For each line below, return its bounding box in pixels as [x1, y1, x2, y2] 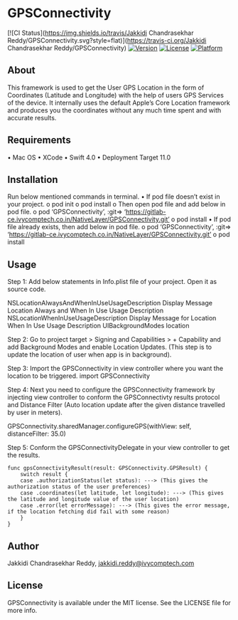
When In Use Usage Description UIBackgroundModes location [7, 322, 190, 330]
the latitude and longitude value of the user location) [7, 496, 180, 503]
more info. [7, 606, 38, 614]
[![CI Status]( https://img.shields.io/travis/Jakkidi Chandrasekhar [7, 28, 194, 37]
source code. [7, 285, 46, 293]
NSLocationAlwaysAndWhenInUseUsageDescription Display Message [7, 299, 213, 308]
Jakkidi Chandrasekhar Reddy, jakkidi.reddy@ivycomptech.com [7, 559, 195, 567]
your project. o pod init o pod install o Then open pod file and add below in [7, 200, 226, 209]
